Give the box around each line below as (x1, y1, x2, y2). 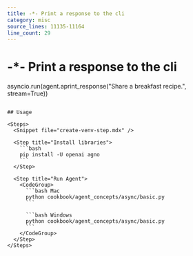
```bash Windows (25, 212, 72, 219)
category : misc (7, 17, 51, 24)
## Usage (7, 109, 32, 116)
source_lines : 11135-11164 (7, 23, 85, 30)
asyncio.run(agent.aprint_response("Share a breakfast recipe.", (7, 82, 187, 91)
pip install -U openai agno (19, 152, 100, 158)
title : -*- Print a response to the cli (7, 10, 125, 17)
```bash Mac (25, 188, 60, 194)
